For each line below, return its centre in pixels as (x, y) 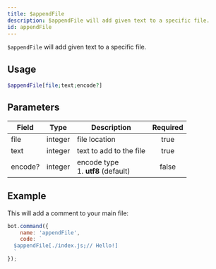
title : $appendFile (36, 14)
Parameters (34, 108)
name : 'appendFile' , (50, 233)
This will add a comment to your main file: (68, 213)
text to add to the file (111, 150)
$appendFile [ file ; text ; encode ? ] (55, 85)
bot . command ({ (28, 226)
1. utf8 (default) (103, 171)
